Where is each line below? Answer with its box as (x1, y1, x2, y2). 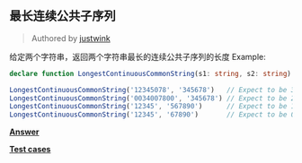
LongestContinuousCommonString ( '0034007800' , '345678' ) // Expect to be (9, 93, 288, 103)
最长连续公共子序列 (9, 8, 116, 24)
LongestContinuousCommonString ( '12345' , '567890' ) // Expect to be (9, 102, 288, 111)
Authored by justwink (31, 32, 111, 43)
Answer (9, 126, 40, 137)
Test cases (9, 144, 51, 155)
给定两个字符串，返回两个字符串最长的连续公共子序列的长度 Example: (9, 51, 267, 62)
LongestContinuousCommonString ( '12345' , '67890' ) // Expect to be (9, 110, 288, 119)
